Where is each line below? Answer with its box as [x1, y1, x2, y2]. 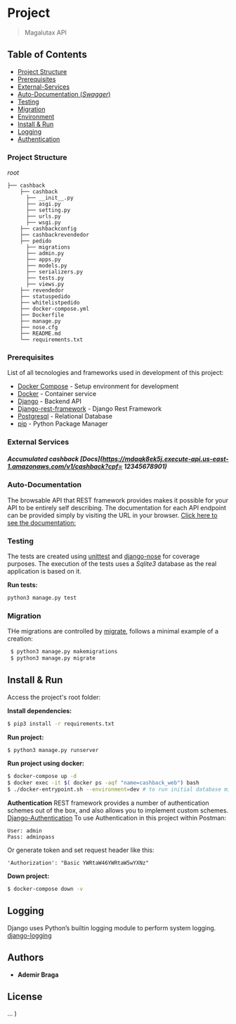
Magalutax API [24, 28, 67, 37]
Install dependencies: [7, 706, 72, 715]
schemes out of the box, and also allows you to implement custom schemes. [7, 806, 229, 815]
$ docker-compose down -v [7, 886, 83, 893]
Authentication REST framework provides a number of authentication [7, 798, 209, 808]
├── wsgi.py [25, 219, 61, 226]
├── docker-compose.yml [20, 305, 90, 313]
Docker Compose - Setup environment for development [17, 382, 179, 390]
